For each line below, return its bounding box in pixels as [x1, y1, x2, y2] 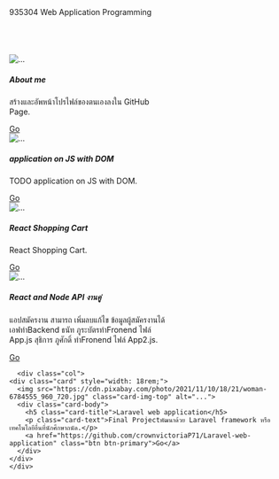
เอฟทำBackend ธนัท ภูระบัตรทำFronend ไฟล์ [9, 324, 152, 335]
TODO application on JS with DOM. [9, 175, 138, 186]
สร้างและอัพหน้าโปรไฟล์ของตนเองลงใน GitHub [9, 96, 150, 107]
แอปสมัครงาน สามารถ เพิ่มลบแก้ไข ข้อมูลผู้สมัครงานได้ [9, 314, 166, 325]
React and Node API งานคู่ [9, 291, 102, 302]
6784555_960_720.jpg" [9, 392, 89, 401]
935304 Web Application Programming [9, 7, 152, 17]
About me [9, 73, 47, 85]
